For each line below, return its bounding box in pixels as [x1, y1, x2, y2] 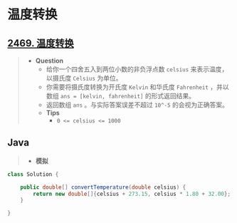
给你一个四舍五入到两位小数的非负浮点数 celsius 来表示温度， [46, 65, 228, 73]
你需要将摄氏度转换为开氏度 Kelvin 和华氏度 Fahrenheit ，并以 [46, 83, 229, 91]
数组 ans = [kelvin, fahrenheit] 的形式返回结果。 [46, 92, 196, 100]
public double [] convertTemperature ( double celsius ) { [20, 183, 186, 191]
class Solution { [7, 170, 59, 178]
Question [35, 56, 64, 65]
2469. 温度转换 [7, 37, 75, 49]
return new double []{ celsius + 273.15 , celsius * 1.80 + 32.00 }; [33, 190, 231, 197]
